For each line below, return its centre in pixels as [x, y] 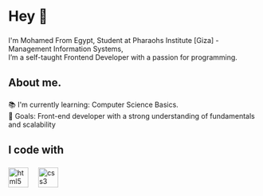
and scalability [32, 125]
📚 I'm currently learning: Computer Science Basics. [94, 105]
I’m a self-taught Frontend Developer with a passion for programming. [123, 57]
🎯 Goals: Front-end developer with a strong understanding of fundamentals [131, 116]
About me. [35, 82]
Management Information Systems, [66, 49]
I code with [36, 149]
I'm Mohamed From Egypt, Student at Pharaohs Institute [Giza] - [114, 41]
